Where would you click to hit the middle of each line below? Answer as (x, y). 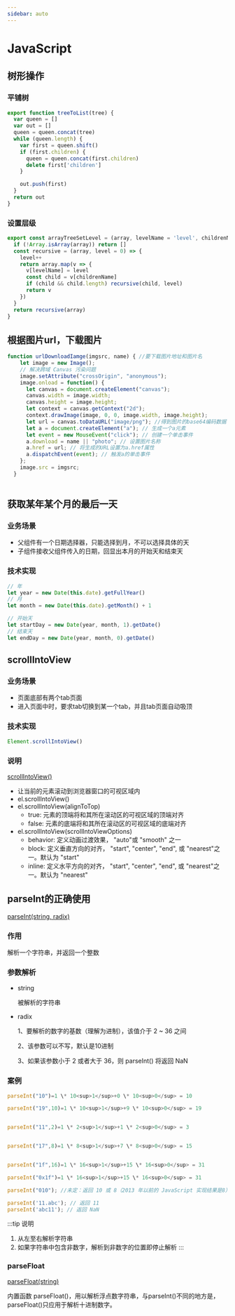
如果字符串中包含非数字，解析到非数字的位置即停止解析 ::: (100, 1247)
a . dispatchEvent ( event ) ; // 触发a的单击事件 (88, 454)
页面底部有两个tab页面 (50, 698)
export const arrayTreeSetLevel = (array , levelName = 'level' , (103, 238)
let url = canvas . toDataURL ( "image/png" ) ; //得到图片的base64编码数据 (126, 422)
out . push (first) (44, 184)
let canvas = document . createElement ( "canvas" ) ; (98, 389)
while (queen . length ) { (48, 139)
